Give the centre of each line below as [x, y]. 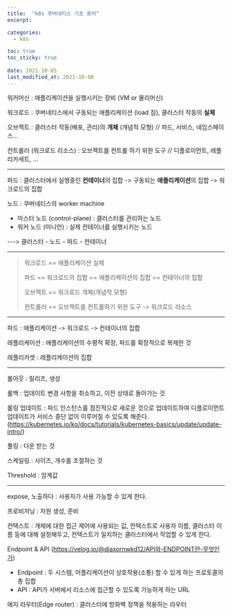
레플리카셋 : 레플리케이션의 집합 [50, 357]
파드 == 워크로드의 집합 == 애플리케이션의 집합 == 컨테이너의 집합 [113, 277]
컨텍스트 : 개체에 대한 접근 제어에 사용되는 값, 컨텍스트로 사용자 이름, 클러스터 [111, 525]
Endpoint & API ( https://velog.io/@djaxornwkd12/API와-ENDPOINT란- [105, 549]
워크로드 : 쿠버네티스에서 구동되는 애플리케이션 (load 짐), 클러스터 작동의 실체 [111, 112]
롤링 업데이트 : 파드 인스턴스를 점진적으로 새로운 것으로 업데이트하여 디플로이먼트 [116, 408]
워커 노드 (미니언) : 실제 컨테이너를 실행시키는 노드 [85, 227]
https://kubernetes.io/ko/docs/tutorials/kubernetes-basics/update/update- [116, 424]
